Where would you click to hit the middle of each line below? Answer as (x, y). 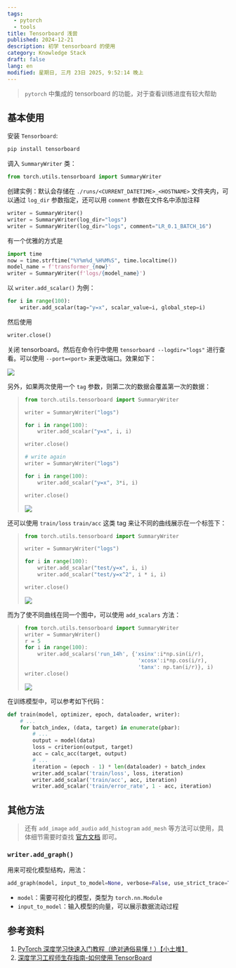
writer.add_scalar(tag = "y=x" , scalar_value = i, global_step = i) (113, 308)
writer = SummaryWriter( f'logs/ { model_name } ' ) (77, 274)
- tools (25, 27)
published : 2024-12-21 (40, 40)
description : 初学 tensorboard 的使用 (61, 46)
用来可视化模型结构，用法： (47, 870)
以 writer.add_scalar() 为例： (51, 288)
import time (25, 254)
